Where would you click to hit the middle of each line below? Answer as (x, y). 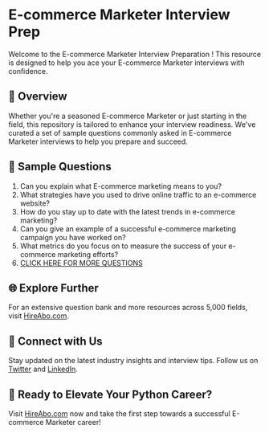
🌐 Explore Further (53, 288)
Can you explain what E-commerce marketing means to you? (121, 186)
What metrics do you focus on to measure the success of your (123, 246)
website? (35, 203)
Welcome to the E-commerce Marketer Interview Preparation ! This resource (135, 54)
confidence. (28, 71)
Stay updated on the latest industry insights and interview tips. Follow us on (133, 361)
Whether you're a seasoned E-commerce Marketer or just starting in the (128, 116)
